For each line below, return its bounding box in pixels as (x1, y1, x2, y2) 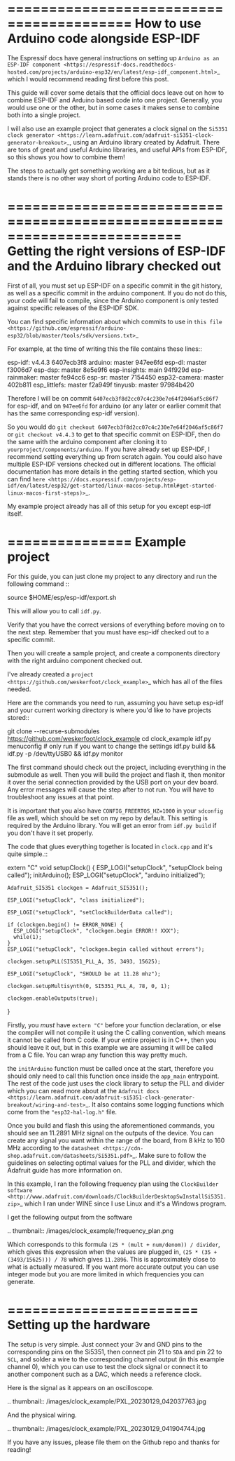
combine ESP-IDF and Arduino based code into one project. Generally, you (7, 95, 222, 104)
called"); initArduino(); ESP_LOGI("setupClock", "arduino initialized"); (7, 871, 206, 879)
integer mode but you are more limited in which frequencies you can (7, 1269, 204, 1278)
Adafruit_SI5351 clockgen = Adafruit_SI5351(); (7, 884, 149, 891)
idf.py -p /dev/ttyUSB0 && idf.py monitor (7, 749, 124, 758)
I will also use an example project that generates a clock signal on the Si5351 (7, 124, 228, 133)
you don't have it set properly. (7, 829, 94, 837)
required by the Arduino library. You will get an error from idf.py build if (7, 821, 217, 829)
